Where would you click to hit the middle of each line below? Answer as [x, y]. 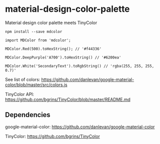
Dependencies [28, 115]
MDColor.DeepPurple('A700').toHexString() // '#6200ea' [63, 58]
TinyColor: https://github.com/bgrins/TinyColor [53, 136]
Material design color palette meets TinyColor [51, 23]
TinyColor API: [20, 94]
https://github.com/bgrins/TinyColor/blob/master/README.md [68, 99]
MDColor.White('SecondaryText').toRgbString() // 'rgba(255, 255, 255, [80, 66]
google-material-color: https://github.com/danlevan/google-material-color [80, 127]
